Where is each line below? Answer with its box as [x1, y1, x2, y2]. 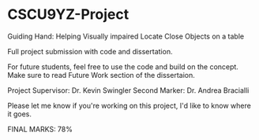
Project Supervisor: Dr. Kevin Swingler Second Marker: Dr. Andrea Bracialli [7, 85, 250, 95]
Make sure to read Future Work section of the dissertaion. [7, 70, 195, 79]
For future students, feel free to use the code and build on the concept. [7, 61, 238, 72]
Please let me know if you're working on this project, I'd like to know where [7, 101, 252, 110]
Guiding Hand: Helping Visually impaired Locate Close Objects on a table [7, 31, 245, 41]
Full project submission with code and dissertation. [7, 46, 173, 56]
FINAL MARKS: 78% [7, 124, 73, 134]
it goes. [7, 109, 32, 119]
